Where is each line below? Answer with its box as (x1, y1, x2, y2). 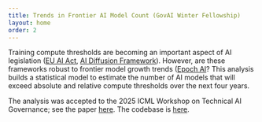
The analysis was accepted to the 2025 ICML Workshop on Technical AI (8, 96, 242, 106)
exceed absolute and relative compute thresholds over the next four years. (8, 81, 250, 91)
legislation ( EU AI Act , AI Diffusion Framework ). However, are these (8, 56, 226, 65)
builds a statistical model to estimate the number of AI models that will (8, 72, 236, 83)
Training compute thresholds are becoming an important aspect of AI (8, 48, 232, 57)
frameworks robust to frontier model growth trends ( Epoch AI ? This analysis (8, 65, 254, 74)
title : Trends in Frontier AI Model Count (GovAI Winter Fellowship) (8, 11, 242, 20)
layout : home (8, 19, 51, 27)
